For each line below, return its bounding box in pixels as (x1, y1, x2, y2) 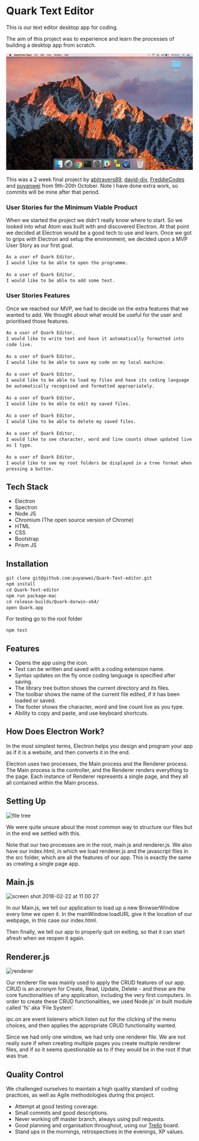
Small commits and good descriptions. (14, 1109, 108, 1117)
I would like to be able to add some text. (6, 278, 115, 284)
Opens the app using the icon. (14, 659, 89, 666)
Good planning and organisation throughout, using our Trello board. (14, 1122, 179, 1129)
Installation (6, 558, 49, 569)
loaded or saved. (14, 697, 56, 704)
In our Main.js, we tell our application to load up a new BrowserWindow (6, 904, 179, 911)
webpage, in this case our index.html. (6, 917, 98, 924)
